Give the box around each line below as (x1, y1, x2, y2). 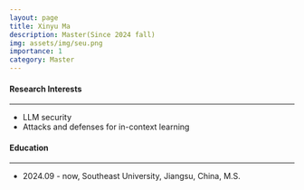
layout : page (9, 13, 59, 23)
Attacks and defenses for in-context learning (22, 121, 190, 132)
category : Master (9, 55, 75, 64)
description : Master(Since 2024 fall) (9, 30, 156, 39)
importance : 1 (9, 47, 63, 56)
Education (9, 142, 49, 153)
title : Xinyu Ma (9, 22, 71, 31)
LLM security (22, 112, 72, 123)
